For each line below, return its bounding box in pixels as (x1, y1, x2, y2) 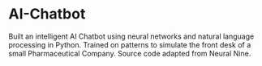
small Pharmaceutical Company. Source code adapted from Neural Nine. (8, 48, 251, 58)
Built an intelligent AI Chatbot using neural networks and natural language (8, 31, 255, 41)
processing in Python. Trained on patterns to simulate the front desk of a (8, 39, 251, 49)
